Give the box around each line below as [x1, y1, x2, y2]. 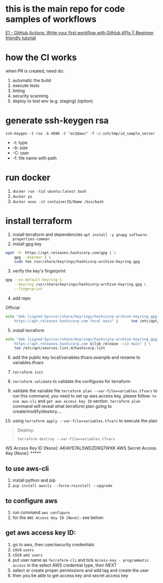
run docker [5, 172, 50, 183]
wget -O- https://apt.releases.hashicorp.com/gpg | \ [5, 250, 117, 255]
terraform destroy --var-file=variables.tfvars [17, 437, 115, 442]
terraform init [12, 370, 44, 375]
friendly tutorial [5, 35, 36, 41]
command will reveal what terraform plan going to [12, 403, 112, 409]
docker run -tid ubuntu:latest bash [12, 189, 87, 194]
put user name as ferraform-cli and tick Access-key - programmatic [12, 557, 149, 563]
